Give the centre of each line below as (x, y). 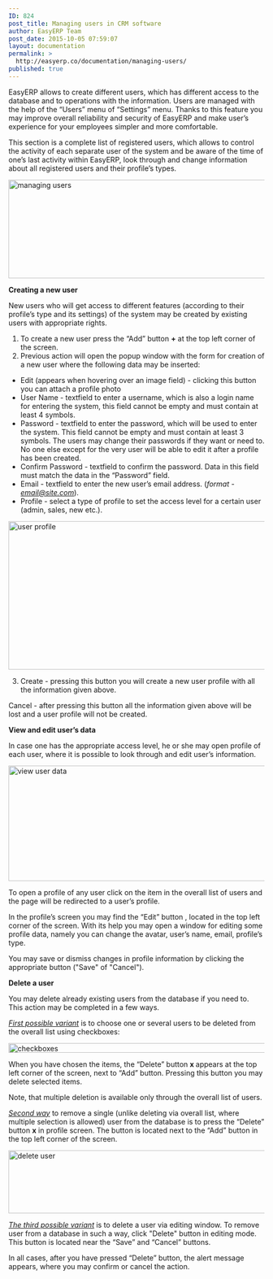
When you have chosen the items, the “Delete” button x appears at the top (133, 1064)
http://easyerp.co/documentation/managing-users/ (101, 62)
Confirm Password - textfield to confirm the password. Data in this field (139, 466)
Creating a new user (43, 289)
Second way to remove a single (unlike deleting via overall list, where (124, 1113)
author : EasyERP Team (45, 31)
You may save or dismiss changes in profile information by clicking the (126, 958)
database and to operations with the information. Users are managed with (132, 100)
